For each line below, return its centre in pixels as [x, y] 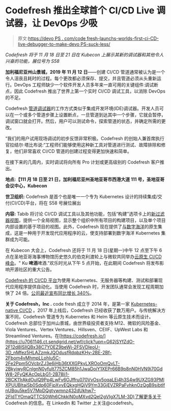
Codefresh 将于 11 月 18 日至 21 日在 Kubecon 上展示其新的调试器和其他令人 [84, 55]
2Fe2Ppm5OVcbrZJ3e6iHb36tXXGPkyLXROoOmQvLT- [63, 363]
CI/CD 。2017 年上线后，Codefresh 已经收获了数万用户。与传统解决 [90, 310]
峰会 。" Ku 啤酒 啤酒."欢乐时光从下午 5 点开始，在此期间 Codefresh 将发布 [82, 263]
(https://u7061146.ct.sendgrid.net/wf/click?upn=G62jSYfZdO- [70, 341]
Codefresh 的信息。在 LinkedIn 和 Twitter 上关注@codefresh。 [71, 403]
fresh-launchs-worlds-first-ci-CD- [123, 38]
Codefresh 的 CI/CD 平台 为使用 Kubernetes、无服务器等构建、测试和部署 [82, 280]
